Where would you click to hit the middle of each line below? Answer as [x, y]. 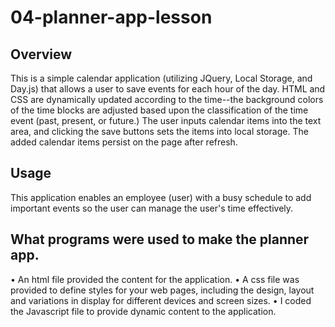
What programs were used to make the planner [160, 239]
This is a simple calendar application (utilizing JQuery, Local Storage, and [161, 78]
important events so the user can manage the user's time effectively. [152, 208]
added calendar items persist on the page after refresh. [124, 142]
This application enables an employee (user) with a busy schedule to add [161, 197]
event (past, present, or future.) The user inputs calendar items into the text [166, 120]
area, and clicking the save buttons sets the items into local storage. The [159, 131]
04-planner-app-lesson [111, 17]
